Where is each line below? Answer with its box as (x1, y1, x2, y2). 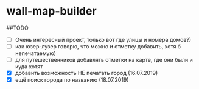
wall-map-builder (6, 4, 97, 18)
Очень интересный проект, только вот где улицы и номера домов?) (15, 36, 192, 43)
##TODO (6, 24, 29, 31)
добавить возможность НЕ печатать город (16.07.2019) (15, 70, 158, 77)
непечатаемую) (15, 50, 57, 57)
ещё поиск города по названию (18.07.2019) (15, 76, 129, 84)
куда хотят (15, 63, 43, 70)
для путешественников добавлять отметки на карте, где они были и (15, 56, 194, 64)
